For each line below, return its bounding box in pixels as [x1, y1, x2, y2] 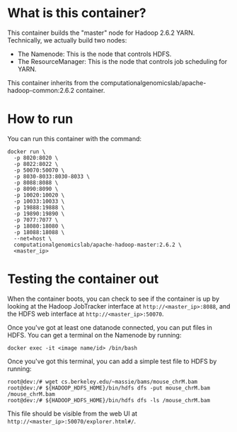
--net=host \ [13, 235, 52, 242]
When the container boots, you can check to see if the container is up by [7, 294, 220, 303]
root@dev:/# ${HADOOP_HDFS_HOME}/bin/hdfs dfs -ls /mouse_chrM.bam [7, 397, 211, 404]
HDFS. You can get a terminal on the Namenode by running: [7, 331, 182, 339]
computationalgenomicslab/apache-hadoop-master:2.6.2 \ [13, 241, 182, 248]
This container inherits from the [7, 78, 99, 87]
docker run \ [7, 148, 46, 155]
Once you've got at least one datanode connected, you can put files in [7, 323, 212, 331]
